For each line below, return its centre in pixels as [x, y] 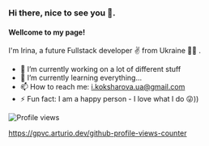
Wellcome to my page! [47, 32]
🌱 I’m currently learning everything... [81, 78]
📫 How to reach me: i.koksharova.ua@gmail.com [102, 87]
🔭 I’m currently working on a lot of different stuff [100, 69]
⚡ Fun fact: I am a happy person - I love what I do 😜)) [109, 99]
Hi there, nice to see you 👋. [62, 13]
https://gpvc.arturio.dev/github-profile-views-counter [98, 133]
